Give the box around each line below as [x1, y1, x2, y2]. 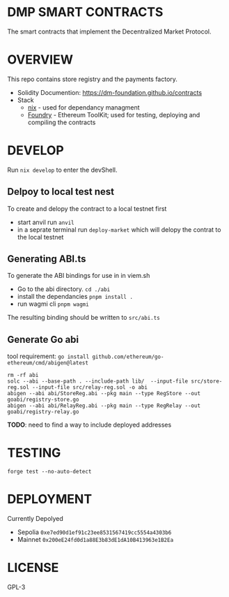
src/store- [191, 378, 223, 385]
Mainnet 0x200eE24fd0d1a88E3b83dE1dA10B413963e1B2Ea [17, 536, 174, 544]
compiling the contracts [27, 118, 96, 126]
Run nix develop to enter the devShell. [7, 165, 118, 174]
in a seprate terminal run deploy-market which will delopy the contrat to [17, 225, 221, 234]
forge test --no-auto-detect [7, 469, 92, 476]
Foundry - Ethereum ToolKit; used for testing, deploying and [27, 110, 200, 119]
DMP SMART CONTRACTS [7, 4, 164, 20]
